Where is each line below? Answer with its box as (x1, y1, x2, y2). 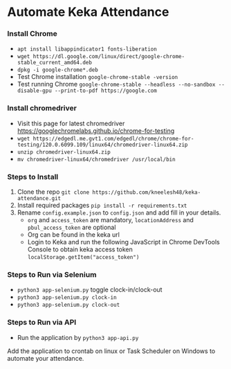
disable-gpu (17, 87, 52, 94)
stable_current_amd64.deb (17, 60, 92, 66)
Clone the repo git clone (17, 188, 90, 196)
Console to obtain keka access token (27, 245, 133, 253)
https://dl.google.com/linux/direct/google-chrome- (33, 53, 185, 60)
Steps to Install (7, 172, 59, 181)
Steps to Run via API (7, 318, 77, 327)
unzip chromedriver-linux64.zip (17, 148, 111, 156)
